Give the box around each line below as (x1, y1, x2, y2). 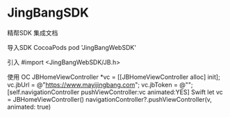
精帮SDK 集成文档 (7, 28, 58, 37)
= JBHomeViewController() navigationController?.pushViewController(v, (7, 95, 212, 103)
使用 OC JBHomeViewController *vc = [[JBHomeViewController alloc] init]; (7, 73, 220, 81)
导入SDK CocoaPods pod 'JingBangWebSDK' (7, 43, 137, 51)
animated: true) (7, 102, 51, 111)
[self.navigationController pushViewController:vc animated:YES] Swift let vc (7, 88, 224, 96)
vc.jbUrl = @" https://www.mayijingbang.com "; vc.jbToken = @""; (7, 80, 193, 89)
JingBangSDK (7, 5, 89, 21)
